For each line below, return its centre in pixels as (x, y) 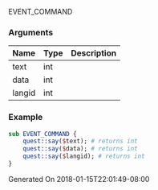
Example (26, 118)
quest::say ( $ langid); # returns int (84, 156)
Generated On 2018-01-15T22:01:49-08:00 (79, 179)
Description (94, 53)
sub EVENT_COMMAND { (43, 134)
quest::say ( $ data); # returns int (80, 149)
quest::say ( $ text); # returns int (80, 141)
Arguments (31, 32)
